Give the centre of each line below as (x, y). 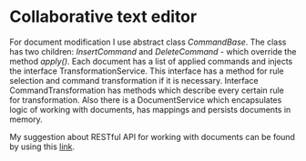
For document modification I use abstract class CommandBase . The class (148, 42)
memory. (26, 119)
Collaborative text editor (103, 17)
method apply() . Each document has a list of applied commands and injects (151, 61)
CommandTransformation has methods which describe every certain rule (147, 90)
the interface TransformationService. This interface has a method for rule (147, 71)
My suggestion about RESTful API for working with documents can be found (153, 136)
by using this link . (42, 146)
